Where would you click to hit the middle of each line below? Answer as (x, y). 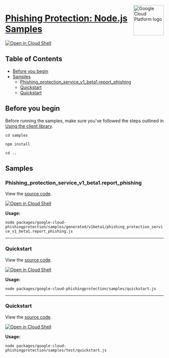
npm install (18, 144)
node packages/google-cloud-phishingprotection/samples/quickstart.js (81, 289)
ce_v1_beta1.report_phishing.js (39, 232)
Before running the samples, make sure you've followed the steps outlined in (84, 121)
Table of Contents (34, 59)
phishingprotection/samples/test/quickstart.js (56, 350)
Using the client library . (29, 126)
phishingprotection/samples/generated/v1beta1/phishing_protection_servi (84, 227)
